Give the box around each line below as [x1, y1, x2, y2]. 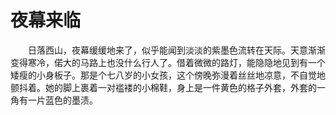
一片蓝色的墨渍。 [27, 94, 98, 106]
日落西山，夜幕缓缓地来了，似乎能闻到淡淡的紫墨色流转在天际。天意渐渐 [28, 44, 326, 56]
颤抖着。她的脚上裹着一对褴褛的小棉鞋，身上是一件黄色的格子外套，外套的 [10, 81, 317, 93]
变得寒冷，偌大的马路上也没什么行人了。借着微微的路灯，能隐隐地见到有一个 [10, 56, 326, 68]
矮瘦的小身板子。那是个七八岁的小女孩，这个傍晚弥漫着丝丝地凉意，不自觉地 [10, 69, 326, 81]
